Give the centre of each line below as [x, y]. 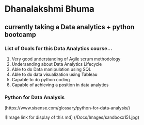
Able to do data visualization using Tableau [54, 74]
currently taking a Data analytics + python [70, 27]
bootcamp [20, 34]
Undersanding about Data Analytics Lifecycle [57, 64]
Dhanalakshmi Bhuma [49, 9]
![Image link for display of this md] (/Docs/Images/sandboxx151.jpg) [72, 117]
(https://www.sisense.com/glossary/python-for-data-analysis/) [67, 108]
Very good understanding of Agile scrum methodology [66, 59]
